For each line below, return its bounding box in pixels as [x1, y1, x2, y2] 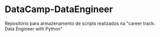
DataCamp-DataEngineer [5, 4, 113, 15]
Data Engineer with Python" [5, 25, 63, 31]
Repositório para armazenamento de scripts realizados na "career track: [5, 20, 155, 26]
